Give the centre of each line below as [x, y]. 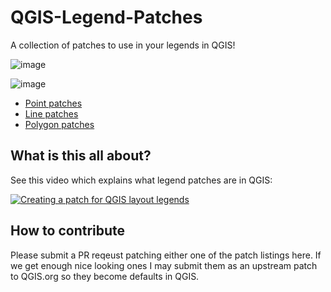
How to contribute [68, 231]
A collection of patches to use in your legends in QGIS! [123, 45]
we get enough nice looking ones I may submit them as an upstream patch [164, 265]
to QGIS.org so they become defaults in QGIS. [105, 276]
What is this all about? [81, 156]
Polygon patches [59, 124]
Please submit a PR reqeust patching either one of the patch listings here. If [166, 255]
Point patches [53, 103]
